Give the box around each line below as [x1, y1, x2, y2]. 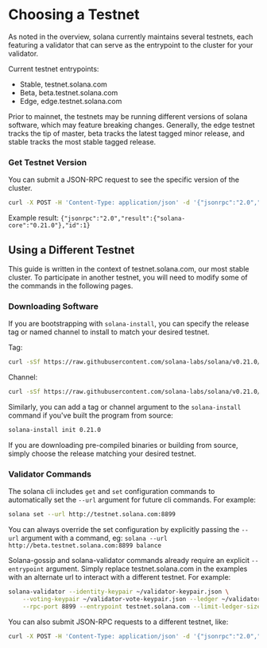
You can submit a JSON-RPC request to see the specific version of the [8, 175, 240, 184]
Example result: [8, 213, 60, 223]
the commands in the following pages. [8, 280, 133, 291]
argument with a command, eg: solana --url [21, 534, 168, 543]
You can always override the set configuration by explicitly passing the [8, 525, 240, 534]
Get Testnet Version [8, 156, 87, 168]
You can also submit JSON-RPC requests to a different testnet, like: [8, 617, 229, 627]
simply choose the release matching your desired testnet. [8, 449, 196, 458]
